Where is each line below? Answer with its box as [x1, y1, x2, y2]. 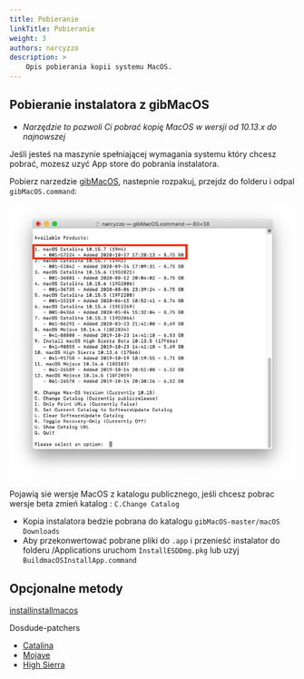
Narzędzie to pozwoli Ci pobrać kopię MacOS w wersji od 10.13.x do [22, 121, 278, 132]
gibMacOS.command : [9, 185, 77, 196]
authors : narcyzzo [9, 44, 79, 53]
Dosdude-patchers [9, 623, 81, 634]
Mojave [22, 650, 51, 661]
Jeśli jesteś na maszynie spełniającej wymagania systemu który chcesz [9, 148, 277, 159]
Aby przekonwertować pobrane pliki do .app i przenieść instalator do [22, 536, 280, 546]
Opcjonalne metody [9, 581, 123, 596]
